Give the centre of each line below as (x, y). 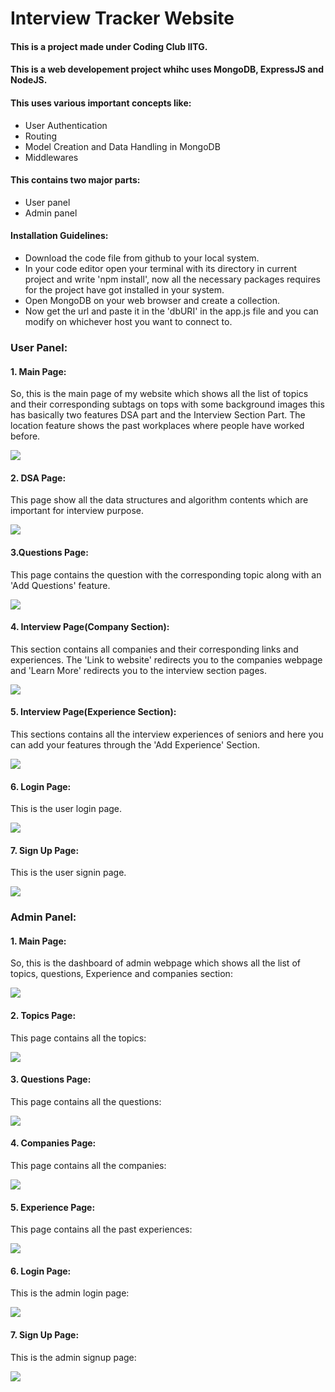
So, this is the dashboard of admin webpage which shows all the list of (155, 963)
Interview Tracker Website (122, 18)
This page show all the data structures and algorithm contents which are (159, 500)
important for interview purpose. (77, 511)
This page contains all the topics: (78, 1038)
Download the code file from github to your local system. (142, 258)
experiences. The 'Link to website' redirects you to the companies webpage (166, 659)
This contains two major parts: (75, 180)
